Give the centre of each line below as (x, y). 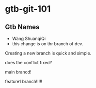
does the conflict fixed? (29, 62)
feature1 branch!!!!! (24, 81)
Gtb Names (22, 27)
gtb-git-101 (28, 9)
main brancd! (18, 72)
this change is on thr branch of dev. (48, 44)
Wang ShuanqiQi (29, 38)
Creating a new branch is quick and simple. (48, 53)
